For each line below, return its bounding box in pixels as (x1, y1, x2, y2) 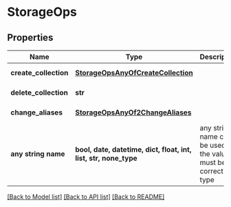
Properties (7, 32, 54, 43)
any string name (10, 149, 65, 159)
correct (199, 166, 223, 176)
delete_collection (10, 88, 69, 97)
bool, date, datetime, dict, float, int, (75, 145, 192, 154)
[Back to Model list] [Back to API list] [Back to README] (7, 193, 165, 201)
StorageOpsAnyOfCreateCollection (75, 68, 194, 77)
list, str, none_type (75, 153, 137, 163)
